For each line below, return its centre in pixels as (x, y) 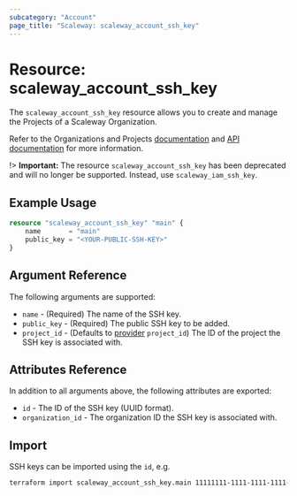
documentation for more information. (76, 149)
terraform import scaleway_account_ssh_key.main (100, 483)
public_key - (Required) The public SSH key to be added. (126, 323)
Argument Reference (68, 275)
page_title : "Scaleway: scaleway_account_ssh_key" (104, 26)
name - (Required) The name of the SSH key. (102, 314)
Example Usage (53, 203)
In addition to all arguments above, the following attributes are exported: (141, 391)
